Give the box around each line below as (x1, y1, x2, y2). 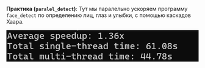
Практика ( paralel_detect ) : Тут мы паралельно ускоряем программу (6, 5, 188, 12)
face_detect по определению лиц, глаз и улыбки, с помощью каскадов (6, 12, 191, 19)
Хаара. (6, 18, 24, 25)
